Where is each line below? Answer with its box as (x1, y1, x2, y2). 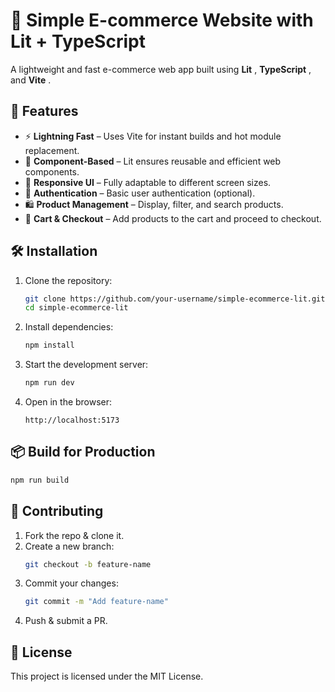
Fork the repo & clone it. (24, 529, 125, 541)
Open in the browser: (24, 396, 113, 408)
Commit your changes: (24, 577, 119, 589)
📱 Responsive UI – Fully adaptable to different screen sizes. (24, 176, 272, 188)
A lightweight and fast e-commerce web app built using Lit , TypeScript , (10, 63, 312, 75)
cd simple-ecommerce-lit (24, 303, 129, 313)
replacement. (24, 144, 80, 156)
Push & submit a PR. (24, 615, 108, 627)
